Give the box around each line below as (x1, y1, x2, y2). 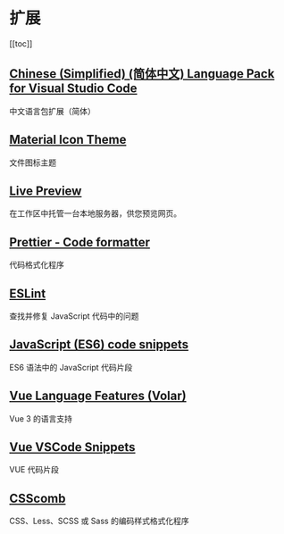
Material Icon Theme (9, 132, 127, 147)
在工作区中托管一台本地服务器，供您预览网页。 (9, 208, 181, 219)
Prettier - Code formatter (9, 234, 150, 250)
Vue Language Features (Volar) (9, 388, 187, 404)
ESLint (9, 286, 46, 301)
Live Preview (9, 183, 82, 198)
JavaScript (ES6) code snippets (9, 337, 189, 353)
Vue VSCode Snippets (9, 439, 136, 455)
